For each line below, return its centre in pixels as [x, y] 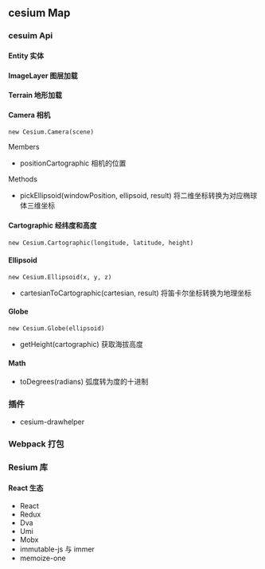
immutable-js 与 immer [57, 549]
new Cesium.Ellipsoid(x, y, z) [60, 277]
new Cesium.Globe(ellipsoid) [57, 328]
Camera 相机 [29, 115]
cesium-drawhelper [52, 422]
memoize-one [43, 558]
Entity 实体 [26, 56]
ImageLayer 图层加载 [43, 76]
